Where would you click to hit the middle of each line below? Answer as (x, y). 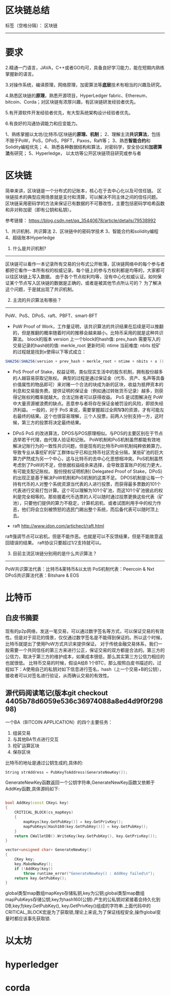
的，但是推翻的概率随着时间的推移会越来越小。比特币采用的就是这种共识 (88, 332)
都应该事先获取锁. (33, 918)
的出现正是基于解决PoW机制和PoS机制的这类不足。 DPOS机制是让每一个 (88, 477)
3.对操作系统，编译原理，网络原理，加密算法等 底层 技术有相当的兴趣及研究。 (85, 85)
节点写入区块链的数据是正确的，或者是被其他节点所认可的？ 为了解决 (90, 283)
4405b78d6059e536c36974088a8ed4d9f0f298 (84, 701)
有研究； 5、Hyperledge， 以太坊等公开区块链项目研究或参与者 (76, 153)
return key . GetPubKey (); (40, 878)
